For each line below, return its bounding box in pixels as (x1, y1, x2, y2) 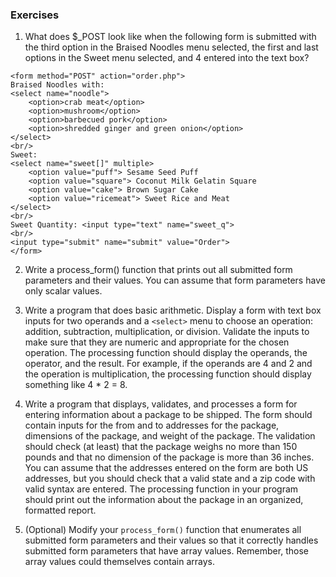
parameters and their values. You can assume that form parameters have (24, 274, 326, 287)
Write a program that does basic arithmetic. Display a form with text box (24, 304, 322, 317)
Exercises (10, 8, 60, 22)
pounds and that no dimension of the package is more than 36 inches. (24, 451, 315, 463)
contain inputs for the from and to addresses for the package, (24, 419, 280, 432)
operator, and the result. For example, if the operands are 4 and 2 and (24, 358, 313, 370)
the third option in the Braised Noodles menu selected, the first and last (24, 41, 319, 53)
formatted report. (24, 504, 97, 517)
